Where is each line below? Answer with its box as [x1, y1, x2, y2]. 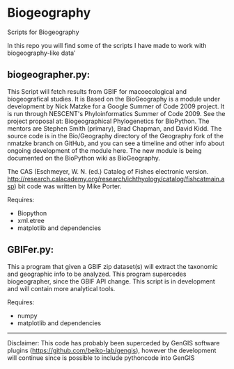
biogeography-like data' [7, 49, 77, 57]
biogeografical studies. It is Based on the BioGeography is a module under [7, 95, 221, 103]
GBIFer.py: [7, 244, 54, 256]
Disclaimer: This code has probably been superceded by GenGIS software [7, 338, 221, 347]
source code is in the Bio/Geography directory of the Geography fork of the [7, 131, 224, 140]
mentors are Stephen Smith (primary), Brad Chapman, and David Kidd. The [7, 124, 222, 133]
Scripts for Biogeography [7, 28, 79, 36]
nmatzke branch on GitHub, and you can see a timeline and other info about [7, 139, 225, 147]
